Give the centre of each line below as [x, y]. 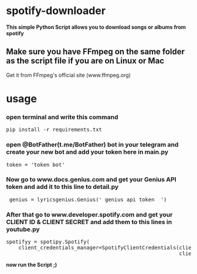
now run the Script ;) [32, 265]
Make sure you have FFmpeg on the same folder [96, 52]
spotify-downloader [56, 11]
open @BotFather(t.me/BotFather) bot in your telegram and [92, 145]
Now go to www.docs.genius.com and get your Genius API [91, 180]
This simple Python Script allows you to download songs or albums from [96, 27]
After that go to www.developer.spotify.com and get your [89, 214]
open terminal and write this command [62, 117]
